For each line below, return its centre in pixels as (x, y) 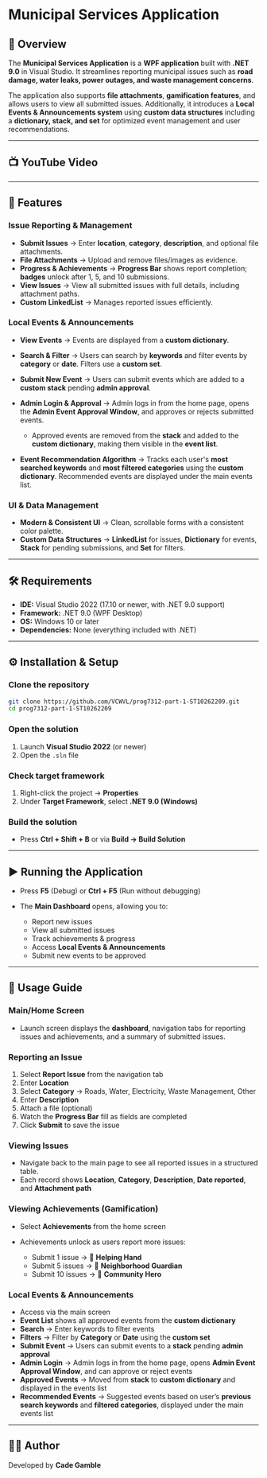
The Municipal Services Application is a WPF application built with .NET (129, 63)
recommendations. (39, 129)
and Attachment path (56, 1188)
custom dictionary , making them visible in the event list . (125, 444)
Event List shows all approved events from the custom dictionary (128, 1320)
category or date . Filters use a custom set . (91, 364)
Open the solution (44, 729)
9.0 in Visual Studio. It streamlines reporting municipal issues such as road (131, 72)
